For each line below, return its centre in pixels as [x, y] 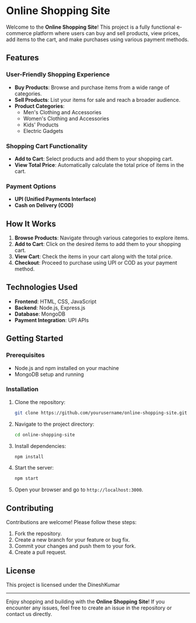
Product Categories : [40, 106]
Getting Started [35, 339]
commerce [19, 33]
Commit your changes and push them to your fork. [75, 546]
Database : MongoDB [40, 314]
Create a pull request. [41, 552]
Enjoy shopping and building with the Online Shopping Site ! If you [85, 601]
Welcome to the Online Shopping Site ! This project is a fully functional [91, 27]
